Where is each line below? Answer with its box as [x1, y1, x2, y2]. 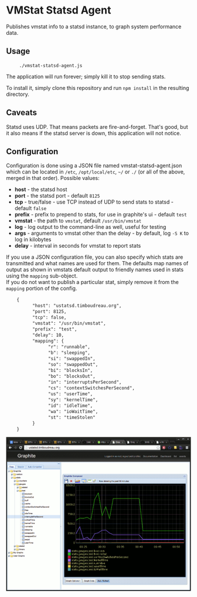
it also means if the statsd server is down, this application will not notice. [6, 129, 182, 136]
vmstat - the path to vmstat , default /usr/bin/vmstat [14, 217, 142, 224]
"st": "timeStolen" [47, 415, 96, 421]
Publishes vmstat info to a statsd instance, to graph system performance [6, 23, 182, 30]
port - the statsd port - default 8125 [14, 192, 100, 199]
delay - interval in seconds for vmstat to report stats [14, 242, 141, 249]
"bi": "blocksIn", [47, 368, 93, 373]
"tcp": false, [32, 315, 67, 321]
